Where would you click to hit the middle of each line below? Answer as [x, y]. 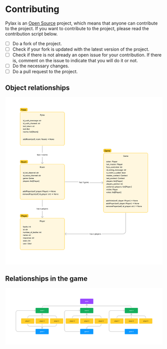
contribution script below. [31, 34]
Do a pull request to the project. [45, 72]
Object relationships [37, 88]
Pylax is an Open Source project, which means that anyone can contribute [81, 23]
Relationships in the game [46, 279]
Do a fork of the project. [37, 43]
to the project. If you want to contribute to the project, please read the [77, 28]
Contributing [32, 9]
